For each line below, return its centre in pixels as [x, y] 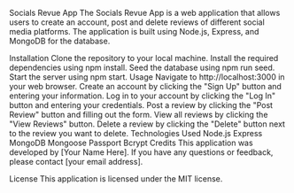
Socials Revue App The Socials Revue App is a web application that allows [145, 13]
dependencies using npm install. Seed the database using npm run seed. [142, 67]
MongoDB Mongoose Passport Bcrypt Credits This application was [132, 143]
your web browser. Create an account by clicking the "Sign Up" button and [145, 86]
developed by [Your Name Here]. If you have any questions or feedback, [141, 152]
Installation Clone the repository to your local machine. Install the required [144, 58]
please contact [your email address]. [76, 162]
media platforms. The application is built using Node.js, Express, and [134, 31]
